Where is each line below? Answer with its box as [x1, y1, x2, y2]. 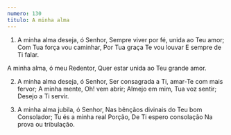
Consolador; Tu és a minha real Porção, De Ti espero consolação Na [17, 112, 213, 121]
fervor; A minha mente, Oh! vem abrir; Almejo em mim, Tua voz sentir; [17, 84, 217, 93]
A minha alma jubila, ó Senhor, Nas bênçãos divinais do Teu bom [17, 105, 203, 114]
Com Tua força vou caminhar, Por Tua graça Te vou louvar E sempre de [17, 43, 222, 51]
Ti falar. [17, 50, 40, 59]
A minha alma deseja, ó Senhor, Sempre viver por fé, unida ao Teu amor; [17, 35, 225, 44]
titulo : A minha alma [7, 17, 70, 24]
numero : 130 [7, 10, 42, 17]
